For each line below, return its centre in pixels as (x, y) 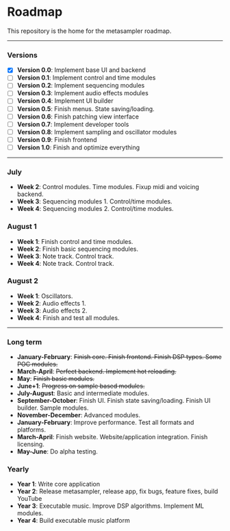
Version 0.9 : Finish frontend (57, 139)
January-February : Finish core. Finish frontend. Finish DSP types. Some (119, 357)
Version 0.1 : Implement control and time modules (86, 78)
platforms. (31, 430)
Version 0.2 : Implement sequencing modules (81, 86)
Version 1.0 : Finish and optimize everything (78, 147)
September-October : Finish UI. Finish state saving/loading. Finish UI (114, 401)
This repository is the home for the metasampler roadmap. (89, 31)
